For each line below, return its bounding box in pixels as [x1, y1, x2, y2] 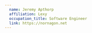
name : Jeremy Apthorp [9, 7, 54, 12]
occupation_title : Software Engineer [9, 16, 88, 21]
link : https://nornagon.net [9, 20, 68, 26]
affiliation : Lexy [9, 12, 48, 16]
